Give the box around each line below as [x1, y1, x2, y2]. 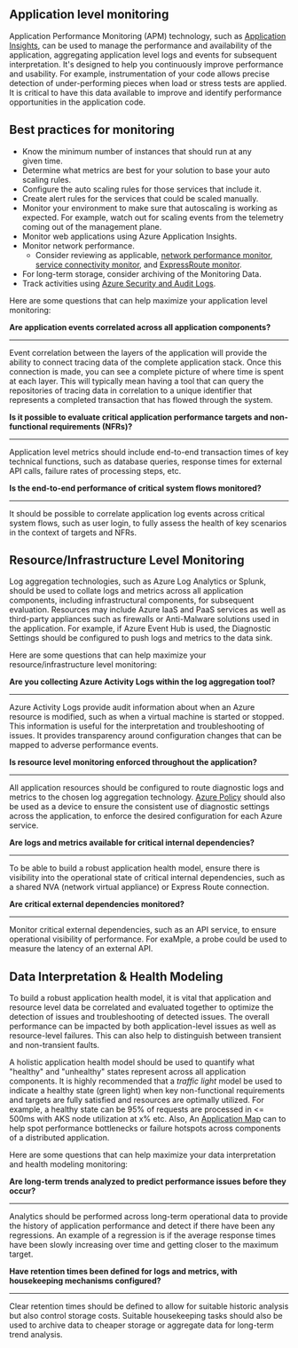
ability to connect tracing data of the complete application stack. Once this [9, 357, 282, 367]
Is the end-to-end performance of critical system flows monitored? [9, 483, 262, 493]
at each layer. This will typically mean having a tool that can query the [9, 375, 264, 386]
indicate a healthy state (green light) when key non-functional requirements [9, 1085, 286, 1096]
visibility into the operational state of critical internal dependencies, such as [9, 872, 286, 883]
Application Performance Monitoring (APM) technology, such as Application [9, 30, 286, 41]
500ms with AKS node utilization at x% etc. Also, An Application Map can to [9, 1114, 286, 1124]
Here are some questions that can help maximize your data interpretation [9, 1149, 277, 1161]
